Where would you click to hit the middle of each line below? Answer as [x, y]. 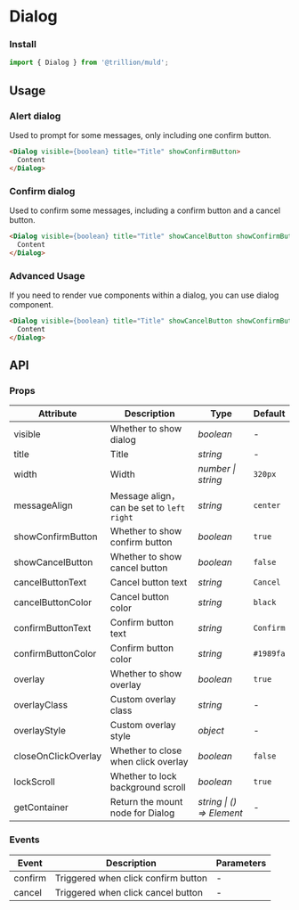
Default [269, 414]
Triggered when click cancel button [129, 892]
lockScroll [34, 782]
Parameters [241, 863]
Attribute [58, 414]
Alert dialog [35, 116]
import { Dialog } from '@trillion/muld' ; [89, 63]
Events [24, 840]
